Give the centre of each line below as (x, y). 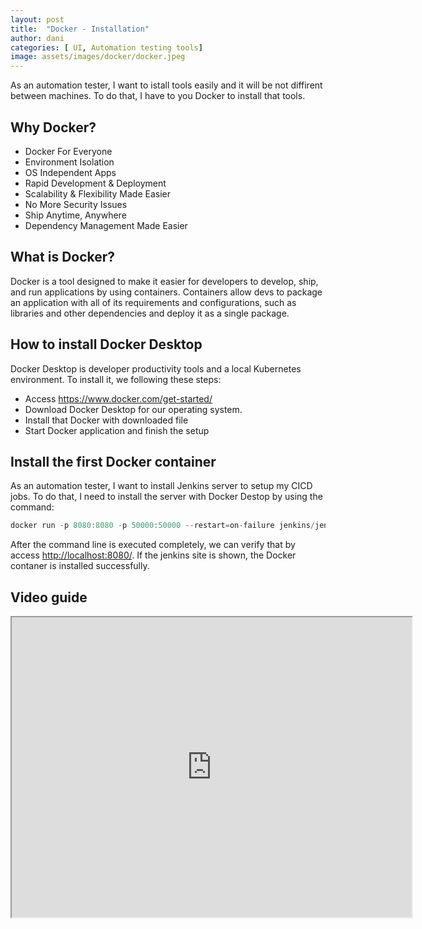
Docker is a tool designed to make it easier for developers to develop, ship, (164, 281)
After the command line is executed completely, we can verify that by (153, 545)
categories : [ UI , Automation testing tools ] (106, 47)
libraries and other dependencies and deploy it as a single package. (150, 313)
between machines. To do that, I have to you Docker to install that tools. (158, 96)
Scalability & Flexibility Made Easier (97, 193)
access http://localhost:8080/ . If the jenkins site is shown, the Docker (153, 555)
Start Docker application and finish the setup (117, 430)
